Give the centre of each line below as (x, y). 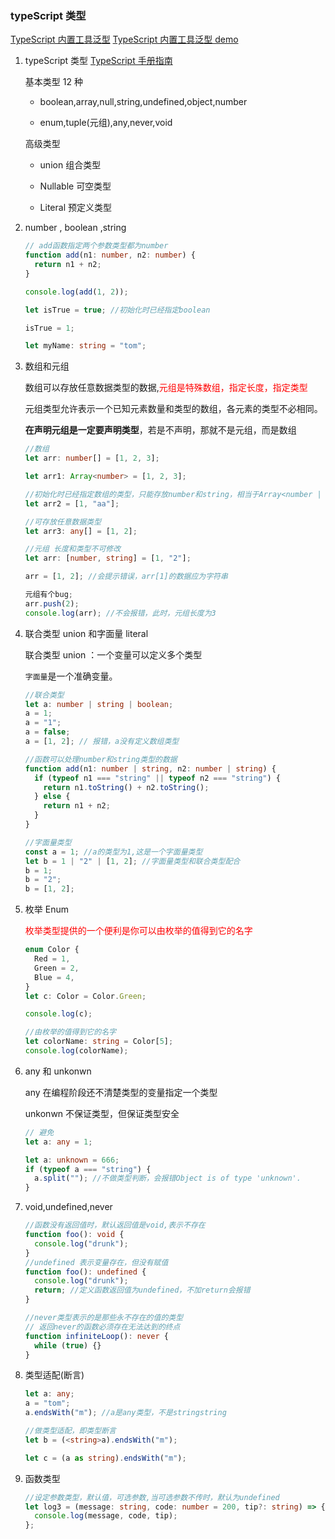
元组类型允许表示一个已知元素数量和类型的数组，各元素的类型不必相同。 (173, 409)
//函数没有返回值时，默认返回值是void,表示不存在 (115, 1225)
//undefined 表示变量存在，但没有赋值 (96, 1262)
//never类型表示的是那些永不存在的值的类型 (104, 1318)
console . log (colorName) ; (76, 1051)
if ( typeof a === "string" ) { (88, 1169)
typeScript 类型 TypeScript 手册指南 (98, 61)
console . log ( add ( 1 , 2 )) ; (76, 292)
